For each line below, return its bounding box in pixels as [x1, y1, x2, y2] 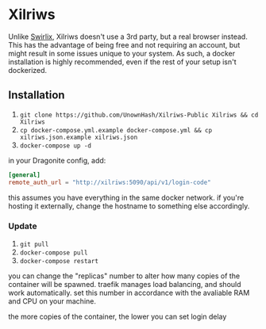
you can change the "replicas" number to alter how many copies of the [8, 271, 241, 281]
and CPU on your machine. [8, 296, 97, 306]
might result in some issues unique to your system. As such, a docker [8, 48, 236, 58]
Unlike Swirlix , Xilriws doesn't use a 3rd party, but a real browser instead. [8, 32, 248, 41]
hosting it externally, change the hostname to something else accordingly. [8, 201, 250, 211]
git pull [19, 240, 49, 248]
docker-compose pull [19, 248, 88, 257]
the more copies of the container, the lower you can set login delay [8, 312, 227, 321]
